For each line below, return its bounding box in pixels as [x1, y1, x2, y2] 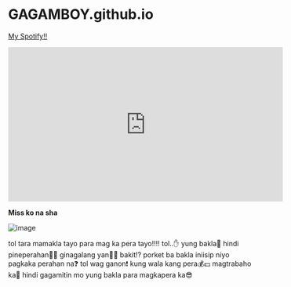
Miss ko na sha [8, 208, 58, 217]
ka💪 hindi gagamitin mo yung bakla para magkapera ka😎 [8, 270, 194, 279]
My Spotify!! [8, 31, 48, 41]
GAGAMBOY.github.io [8, 5, 155, 24]
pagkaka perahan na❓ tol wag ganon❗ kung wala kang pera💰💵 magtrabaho [8, 259, 252, 268]
